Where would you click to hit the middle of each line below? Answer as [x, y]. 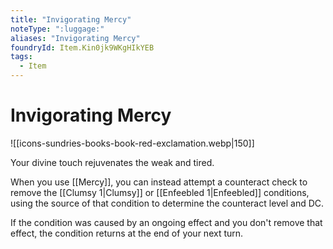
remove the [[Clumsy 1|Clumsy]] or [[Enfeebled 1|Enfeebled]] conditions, [160, 192]
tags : [21, 57]
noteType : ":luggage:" [57, 29]
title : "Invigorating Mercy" [71, 19]
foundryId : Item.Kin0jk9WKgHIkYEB [82, 47]
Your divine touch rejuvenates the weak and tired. [112, 162]
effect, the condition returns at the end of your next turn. [127, 233]
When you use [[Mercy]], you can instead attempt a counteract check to [159, 182]
